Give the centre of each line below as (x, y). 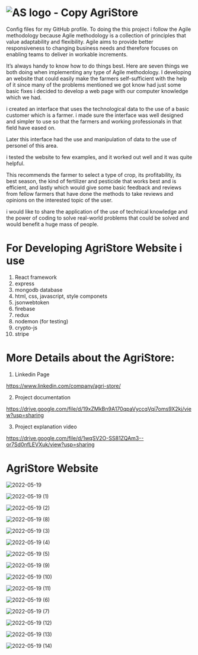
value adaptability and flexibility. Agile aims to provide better (80, 42)
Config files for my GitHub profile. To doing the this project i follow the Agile (99, 29)
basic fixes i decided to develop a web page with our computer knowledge (97, 91)
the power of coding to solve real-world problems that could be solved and (98, 218)
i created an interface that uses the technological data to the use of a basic (98, 109)
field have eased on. (31, 128)
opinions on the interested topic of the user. (60, 200)
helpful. (15, 163)
